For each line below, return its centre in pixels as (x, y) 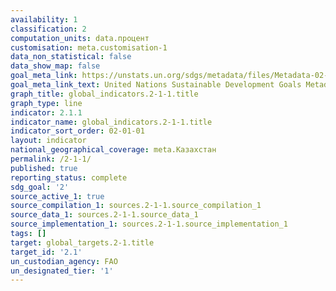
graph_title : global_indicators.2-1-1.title (104, 94)
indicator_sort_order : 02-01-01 (77, 131)
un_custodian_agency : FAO (64, 261)
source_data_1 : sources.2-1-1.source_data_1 (104, 215)
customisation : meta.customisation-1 (89, 47)
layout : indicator (48, 141)
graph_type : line (46, 103)
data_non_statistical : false (71, 57)
